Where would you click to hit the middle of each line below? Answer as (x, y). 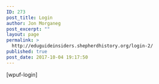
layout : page (23, 35)
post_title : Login (29, 18)
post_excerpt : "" (28, 29)
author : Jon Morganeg (34, 23)
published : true (27, 52)
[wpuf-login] (22, 74)
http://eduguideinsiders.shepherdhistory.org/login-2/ (83, 46)
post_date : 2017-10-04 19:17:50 (47, 57)
